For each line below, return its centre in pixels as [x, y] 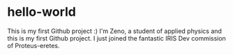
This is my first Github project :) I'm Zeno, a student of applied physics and [114, 31]
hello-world [42, 12]
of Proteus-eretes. [33, 45]
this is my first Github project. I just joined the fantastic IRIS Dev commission [117, 38]
